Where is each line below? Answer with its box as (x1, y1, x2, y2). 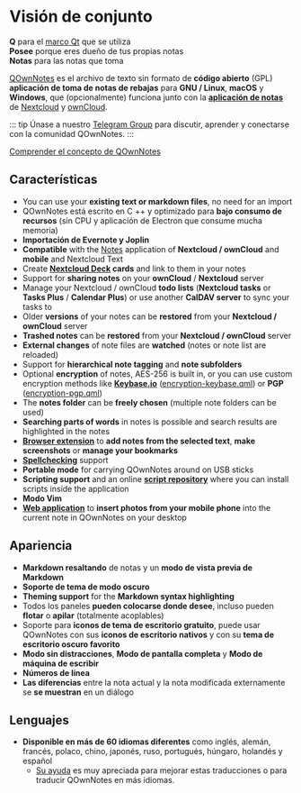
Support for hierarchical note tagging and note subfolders (22, 359, 243, 369)
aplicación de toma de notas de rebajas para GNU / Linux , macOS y (9, 82, 264, 93)
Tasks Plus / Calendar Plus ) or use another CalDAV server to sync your (22, 291, 290, 303)
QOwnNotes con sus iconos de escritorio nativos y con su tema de (22, 629, 274, 640)
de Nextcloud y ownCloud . (9, 101, 108, 112)
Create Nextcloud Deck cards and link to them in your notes (22, 263, 246, 274)
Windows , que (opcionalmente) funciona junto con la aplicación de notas (9, 92, 284, 103)
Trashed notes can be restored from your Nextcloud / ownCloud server (22, 330, 292, 341)
